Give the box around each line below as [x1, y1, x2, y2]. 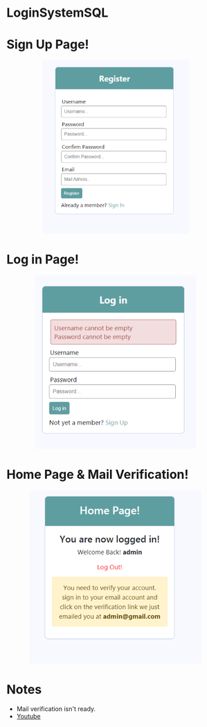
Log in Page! [6, 252, 79, 268]
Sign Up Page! [6, 37, 89, 53]
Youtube [16, 712, 41, 720]
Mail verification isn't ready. [16, 704, 96, 713]
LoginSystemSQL [6, 5, 109, 21]
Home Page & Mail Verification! [6, 467, 189, 482]
